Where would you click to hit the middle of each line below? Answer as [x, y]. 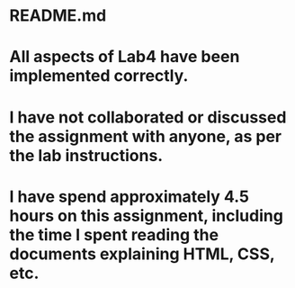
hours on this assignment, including [146, 216]
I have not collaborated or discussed [148, 117]
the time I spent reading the [114, 234]
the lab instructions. [86, 155]
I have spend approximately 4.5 [130, 197]
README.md [58, 16]
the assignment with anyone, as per [145, 136]
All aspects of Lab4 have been [125, 57]
